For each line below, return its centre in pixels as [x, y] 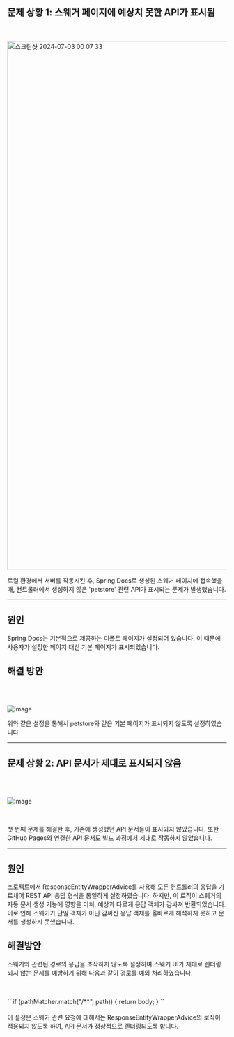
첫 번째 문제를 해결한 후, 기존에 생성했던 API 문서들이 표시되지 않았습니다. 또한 [113, 829]
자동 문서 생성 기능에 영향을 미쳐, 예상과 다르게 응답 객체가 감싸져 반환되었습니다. [117, 904]
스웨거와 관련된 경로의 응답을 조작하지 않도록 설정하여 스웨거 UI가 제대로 [105, 964]
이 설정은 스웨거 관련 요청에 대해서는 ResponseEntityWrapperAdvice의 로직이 [114, 1017]
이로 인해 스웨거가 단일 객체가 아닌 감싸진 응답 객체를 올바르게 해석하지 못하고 [112, 913]
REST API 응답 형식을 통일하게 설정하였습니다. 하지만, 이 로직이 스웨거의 [123, 896]
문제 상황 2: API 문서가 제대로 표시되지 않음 [94, 763]
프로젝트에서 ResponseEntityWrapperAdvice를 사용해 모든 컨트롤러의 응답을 [112, 887]
